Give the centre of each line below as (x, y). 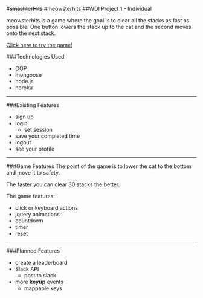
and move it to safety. (33, 173)
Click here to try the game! (39, 45)
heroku (24, 88)
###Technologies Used (35, 57)
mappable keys (43, 288)
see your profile (35, 149)
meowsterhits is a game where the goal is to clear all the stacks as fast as (98, 20)
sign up (24, 117)
